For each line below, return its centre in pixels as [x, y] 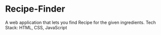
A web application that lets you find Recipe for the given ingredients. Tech [80, 22]
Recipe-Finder [35, 9]
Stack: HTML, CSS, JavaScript [36, 27]
